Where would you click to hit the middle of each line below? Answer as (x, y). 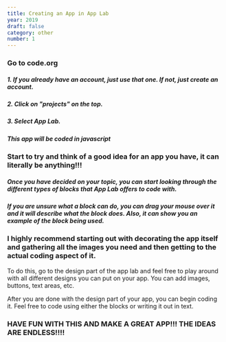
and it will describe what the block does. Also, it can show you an (102, 214)
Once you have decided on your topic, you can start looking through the (112, 181)
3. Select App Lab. (34, 122)
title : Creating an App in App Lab (58, 13)
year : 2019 (23, 20)
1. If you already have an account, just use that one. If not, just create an (113, 79)
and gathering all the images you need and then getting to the (112, 247)
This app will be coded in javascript (59, 139)
